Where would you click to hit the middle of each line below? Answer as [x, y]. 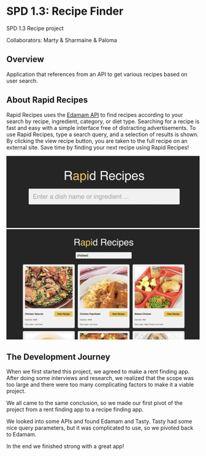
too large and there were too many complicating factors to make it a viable [100, 385]
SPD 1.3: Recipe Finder [65, 11]
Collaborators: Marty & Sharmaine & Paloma [62, 40]
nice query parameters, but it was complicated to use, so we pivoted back [100, 428]
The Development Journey [58, 357]
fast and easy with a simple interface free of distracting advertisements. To [101, 127]
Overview [25, 59]
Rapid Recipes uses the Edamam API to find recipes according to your [95, 115]
